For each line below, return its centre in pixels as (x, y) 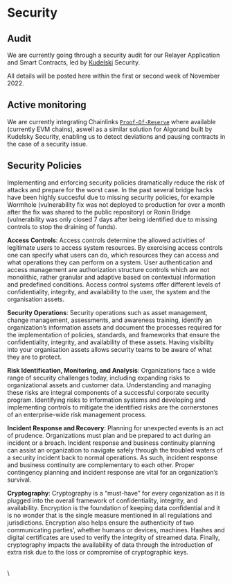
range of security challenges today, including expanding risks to (99, 378)
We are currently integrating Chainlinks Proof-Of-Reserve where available (111, 121)
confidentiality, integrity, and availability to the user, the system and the (109, 291)
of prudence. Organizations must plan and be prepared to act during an (109, 435)
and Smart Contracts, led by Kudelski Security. (74, 62)
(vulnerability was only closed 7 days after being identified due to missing (112, 219)
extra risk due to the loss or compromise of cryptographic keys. (98, 552)
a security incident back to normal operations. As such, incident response (113, 457)
